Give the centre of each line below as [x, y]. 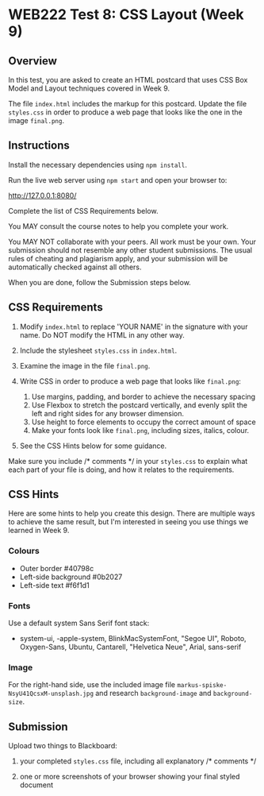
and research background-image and [153, 694]
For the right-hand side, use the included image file [92, 685]
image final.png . [36, 120]
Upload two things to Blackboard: [63, 746]
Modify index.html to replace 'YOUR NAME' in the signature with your [134, 327]
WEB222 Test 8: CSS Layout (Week [126, 15]
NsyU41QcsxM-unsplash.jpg [51, 694]
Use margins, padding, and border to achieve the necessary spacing [143, 396]
